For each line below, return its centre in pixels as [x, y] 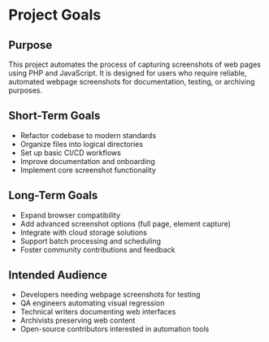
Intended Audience [58, 275]
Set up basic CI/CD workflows [71, 153]
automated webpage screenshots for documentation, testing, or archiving [132, 82]
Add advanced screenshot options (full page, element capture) [126, 223]
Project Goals [55, 15]
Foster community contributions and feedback [98, 249]
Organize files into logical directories [82, 144]
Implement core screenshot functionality [88, 170]
